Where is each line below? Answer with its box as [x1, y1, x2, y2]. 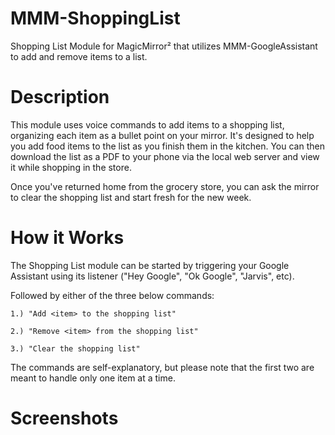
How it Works [10, 227, 125, 249]
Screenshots [10, 407, 119, 429]
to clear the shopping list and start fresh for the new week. [10, 191, 252, 203]
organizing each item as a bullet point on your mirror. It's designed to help [10, 129, 315, 141]
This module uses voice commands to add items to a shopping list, [10, 118, 285, 131]
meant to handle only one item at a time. [10, 372, 176, 384]
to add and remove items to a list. [10, 50, 148, 62]
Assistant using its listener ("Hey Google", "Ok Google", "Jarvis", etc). [10, 270, 295, 282]
